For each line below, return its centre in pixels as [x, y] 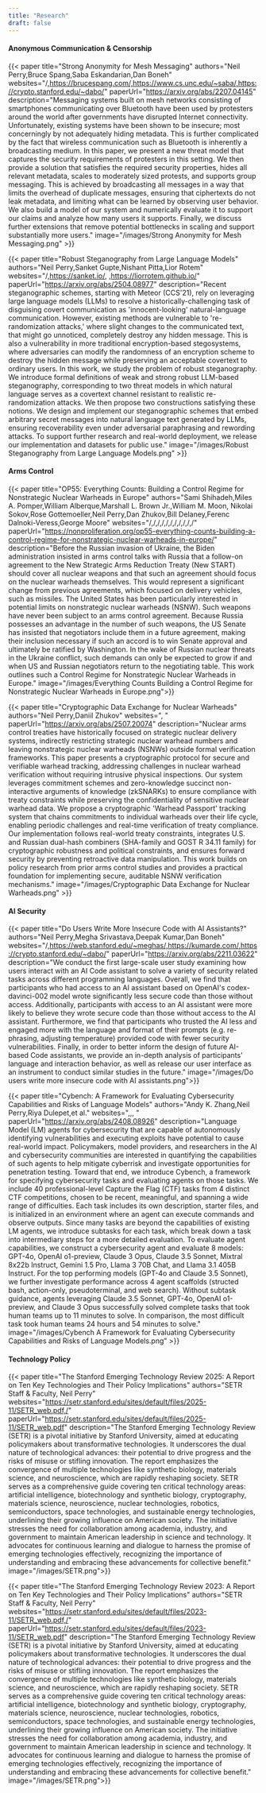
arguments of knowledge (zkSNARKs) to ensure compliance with [150, 791]
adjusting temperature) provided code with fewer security [135, 1039]
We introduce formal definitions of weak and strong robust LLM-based [123, 377]
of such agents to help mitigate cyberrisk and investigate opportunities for [129, 1164]
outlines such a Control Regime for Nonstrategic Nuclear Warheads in [122, 674]
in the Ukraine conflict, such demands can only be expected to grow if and [130, 657]
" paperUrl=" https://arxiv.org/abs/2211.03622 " [182, 954]
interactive [26, 791]
